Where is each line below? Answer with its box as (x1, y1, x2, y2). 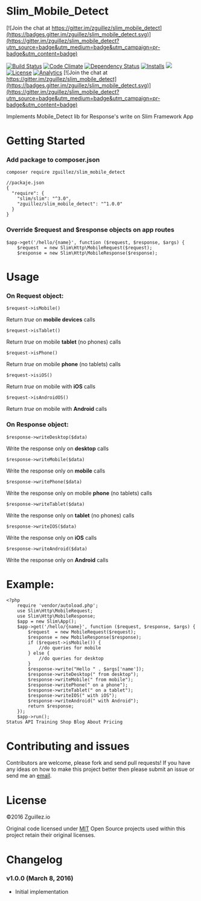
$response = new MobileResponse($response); (28, 634, 142, 641)
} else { (28, 650, 50, 657)
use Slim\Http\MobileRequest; (17, 608, 94, 614)
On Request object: (6, 292, 64, 300)
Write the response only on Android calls (6, 556, 109, 563)
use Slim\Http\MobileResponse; (17, 613, 96, 620)
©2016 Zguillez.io (6, 813, 50, 821)
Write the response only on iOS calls (6, 534, 97, 541)
